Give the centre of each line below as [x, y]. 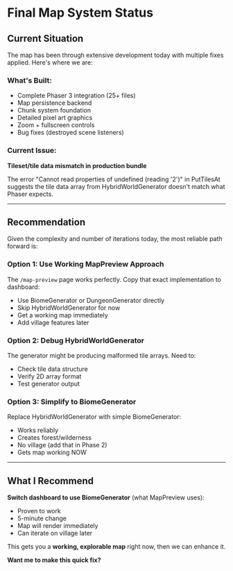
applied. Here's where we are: [50, 63]
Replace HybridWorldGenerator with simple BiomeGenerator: [94, 417]
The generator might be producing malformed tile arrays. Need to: [102, 355]
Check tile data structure [52, 369]
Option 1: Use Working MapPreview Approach [86, 264]
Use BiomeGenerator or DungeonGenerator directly [91, 300]
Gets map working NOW [52, 452]
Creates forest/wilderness [54, 438]
